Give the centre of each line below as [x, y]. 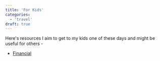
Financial [22, 53]
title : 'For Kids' [24, 10]
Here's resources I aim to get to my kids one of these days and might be [80, 38]
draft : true [18, 24]
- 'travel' [21, 19]
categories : [18, 15]
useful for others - [24, 44]
